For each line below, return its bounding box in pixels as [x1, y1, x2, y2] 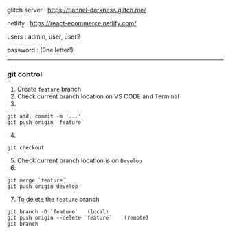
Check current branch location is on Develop [16, 156, 142, 164]
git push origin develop [7, 183, 78, 190]
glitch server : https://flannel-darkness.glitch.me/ [7, 6, 146, 14]
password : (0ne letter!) [7, 46, 74, 54]
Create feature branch [16, 85, 82, 94]
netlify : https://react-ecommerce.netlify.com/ [7, 19, 137, 27]
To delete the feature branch [16, 195, 100, 204]
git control [7, 69, 43, 78]
